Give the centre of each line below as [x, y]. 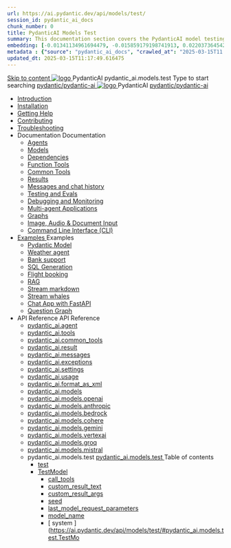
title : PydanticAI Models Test [52, 33]
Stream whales [48, 296]
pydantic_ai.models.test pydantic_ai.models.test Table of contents [121, 457]
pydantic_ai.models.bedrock [67, 413]
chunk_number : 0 [30, 26]
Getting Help [35, 113]
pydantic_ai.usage [53, 377]
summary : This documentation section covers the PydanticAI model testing [117, 39]
